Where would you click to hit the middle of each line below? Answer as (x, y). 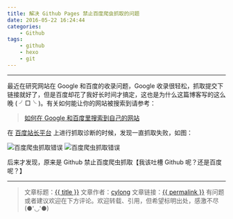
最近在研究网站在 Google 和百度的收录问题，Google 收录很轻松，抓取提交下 (115, 86)
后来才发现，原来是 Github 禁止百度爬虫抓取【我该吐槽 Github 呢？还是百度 (114, 162)
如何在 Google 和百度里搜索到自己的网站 (82, 118)
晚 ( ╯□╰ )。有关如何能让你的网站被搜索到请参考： (81, 103)
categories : (24, 26)
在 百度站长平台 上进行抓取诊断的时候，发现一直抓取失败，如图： (100, 132)
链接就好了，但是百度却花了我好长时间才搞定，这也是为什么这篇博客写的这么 (116, 94)
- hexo (29, 53)
